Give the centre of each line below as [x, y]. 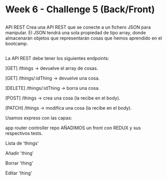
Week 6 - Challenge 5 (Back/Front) [80, 9]
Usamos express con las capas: [39, 118]
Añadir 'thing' [20, 153]
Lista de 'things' [22, 143]
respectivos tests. [24, 133]
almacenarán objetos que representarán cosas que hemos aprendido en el [84, 38]
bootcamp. [17, 43]
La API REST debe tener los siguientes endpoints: [57, 58]
